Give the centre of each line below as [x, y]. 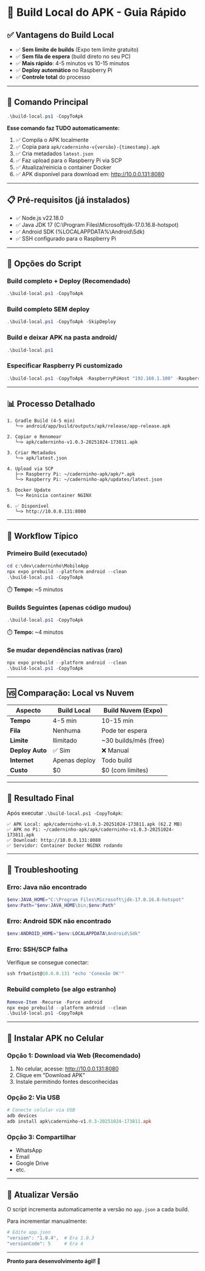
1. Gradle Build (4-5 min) [41, 421]
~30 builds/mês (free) [133, 740]
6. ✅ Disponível [28, 506]
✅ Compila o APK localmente [52, 140]
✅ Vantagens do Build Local [61, 35]
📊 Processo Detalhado [51, 404]
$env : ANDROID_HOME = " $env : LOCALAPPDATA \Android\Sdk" [74, 934]
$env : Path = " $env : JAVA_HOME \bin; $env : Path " [61, 906]
